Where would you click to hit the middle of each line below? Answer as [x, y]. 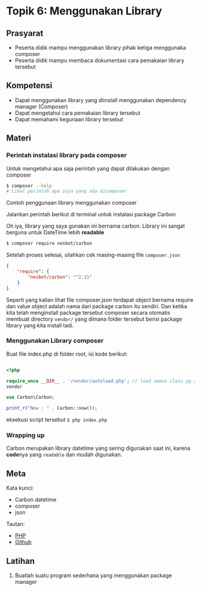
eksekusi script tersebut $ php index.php [57, 420]
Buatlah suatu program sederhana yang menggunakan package [93, 575]
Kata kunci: [20, 488]
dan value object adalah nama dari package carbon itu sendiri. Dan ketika [97, 306]
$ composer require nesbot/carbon [49, 244]
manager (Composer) [41, 106]
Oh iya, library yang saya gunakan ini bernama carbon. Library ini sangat [96, 226]
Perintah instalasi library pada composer [66, 156]
